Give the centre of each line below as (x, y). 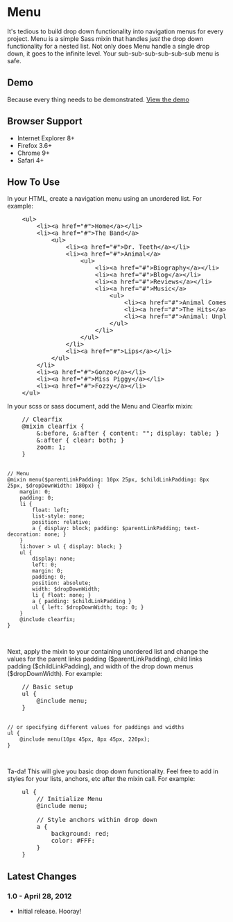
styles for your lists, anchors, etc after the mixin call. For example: (101, 779)
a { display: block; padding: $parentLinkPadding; (107, 529)
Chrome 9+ (34, 153)
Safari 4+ (31, 160)
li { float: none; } (62, 595)
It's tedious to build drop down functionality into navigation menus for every (115, 31)
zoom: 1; (51, 447)
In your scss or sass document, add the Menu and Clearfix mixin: (100, 406)
